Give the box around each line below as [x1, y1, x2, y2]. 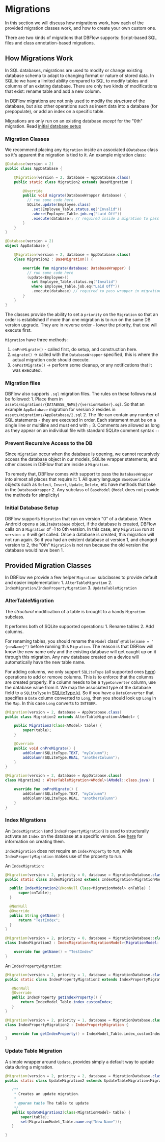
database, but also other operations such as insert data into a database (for [5, 103, 158, 109]
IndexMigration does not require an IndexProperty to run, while [5, 848, 133, 854]
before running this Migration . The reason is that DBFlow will [30, 643, 154, 649]
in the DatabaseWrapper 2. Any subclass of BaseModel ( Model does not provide [5, 487, 160, 493]
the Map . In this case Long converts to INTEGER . [5, 700, 97, 706]
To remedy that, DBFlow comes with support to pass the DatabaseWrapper [5, 471, 153, 477]
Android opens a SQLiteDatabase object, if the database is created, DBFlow [5, 521, 156, 527]
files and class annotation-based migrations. [5, 39, 95, 45]
